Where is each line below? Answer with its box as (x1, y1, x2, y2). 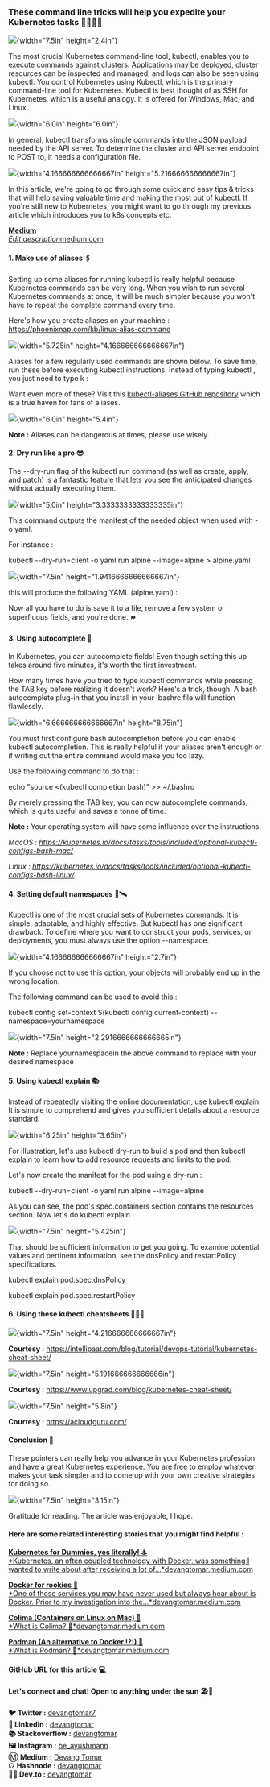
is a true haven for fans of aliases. (8, 397, 121, 407)
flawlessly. (8, 701, 43, 711)
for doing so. (8, 1478, 51, 1488)
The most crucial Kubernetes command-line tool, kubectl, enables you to (8, 52, 250, 61)
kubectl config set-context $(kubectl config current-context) (8, 1008, 210, 1018)
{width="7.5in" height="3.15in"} (16, 1495, 121, 1505)
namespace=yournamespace (8, 1016, 105, 1026)
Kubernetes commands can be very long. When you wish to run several (8, 283, 245, 292)
